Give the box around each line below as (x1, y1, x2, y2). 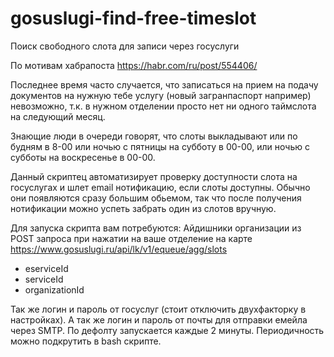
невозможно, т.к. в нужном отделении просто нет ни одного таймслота (10, 100, 317, 112)
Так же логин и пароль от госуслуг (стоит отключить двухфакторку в (10, 303, 307, 315)
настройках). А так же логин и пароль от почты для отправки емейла (10, 313, 308, 326)
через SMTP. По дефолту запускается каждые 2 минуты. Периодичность (10, 324, 325, 336)
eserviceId (24, 262, 69, 274)
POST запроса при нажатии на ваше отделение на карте (10, 232, 253, 244)
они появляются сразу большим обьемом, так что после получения (10, 192, 302, 204)
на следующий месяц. (10, 110, 106, 122)
